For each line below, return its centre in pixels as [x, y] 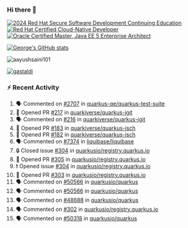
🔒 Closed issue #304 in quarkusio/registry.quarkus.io [83, 150]
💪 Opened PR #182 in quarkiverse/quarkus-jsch [76, 134]
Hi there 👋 [22, 10]
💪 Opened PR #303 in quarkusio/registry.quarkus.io [81, 175]
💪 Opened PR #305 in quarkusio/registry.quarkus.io [81, 159]
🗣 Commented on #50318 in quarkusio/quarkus [76, 218]
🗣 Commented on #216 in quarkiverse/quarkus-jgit [81, 119]
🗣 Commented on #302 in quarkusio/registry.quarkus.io [87, 209]
